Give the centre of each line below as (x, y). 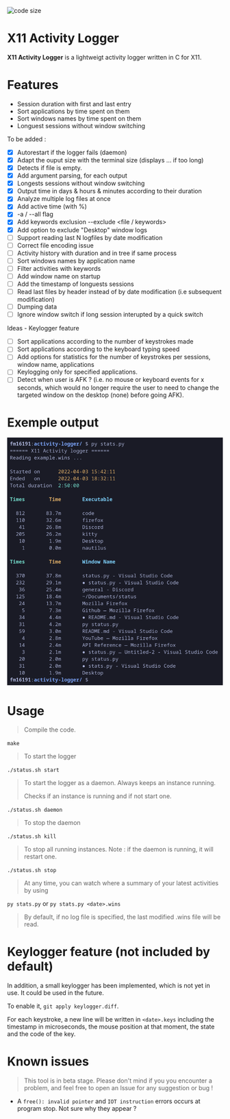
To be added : (27, 139)
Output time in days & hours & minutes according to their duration (109, 191)
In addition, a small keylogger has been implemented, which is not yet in (108, 986)
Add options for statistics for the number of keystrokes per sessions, (114, 357)
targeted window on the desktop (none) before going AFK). (100, 395)
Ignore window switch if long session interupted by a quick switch (110, 315)
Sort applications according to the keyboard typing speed (98, 349)
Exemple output (53, 422)
